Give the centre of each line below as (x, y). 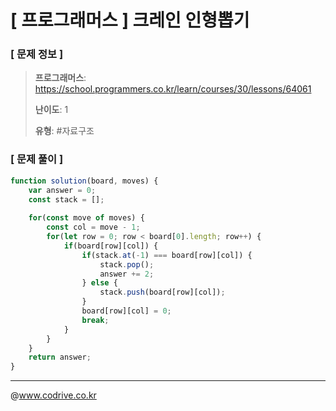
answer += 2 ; (127, 274)
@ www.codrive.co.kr (53, 395)
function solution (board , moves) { (84, 181)
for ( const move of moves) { (86, 218)
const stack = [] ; (66, 199)
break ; (95, 320)
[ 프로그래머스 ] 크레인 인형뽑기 (130, 20)
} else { (99, 283)
